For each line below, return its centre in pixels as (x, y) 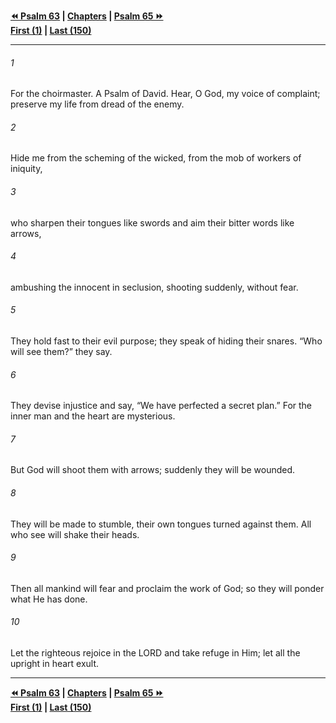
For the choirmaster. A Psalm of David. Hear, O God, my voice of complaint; (165, 94)
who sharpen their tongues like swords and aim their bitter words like (152, 222)
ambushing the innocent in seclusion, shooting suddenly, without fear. (154, 287)
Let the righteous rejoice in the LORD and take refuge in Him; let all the (155, 653)
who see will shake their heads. (75, 534)
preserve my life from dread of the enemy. (97, 104)
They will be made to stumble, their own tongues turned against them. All (161, 524)
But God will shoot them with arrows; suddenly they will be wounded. (153, 470)
